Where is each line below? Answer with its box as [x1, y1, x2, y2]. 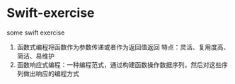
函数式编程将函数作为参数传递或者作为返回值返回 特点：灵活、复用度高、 [16, 42, 230, 51]
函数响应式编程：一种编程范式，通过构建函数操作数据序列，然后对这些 [16, 60, 222, 68]
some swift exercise [6, 28, 65, 37]
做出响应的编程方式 [23, 69, 79, 78]
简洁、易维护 [16, 52, 55, 60]
